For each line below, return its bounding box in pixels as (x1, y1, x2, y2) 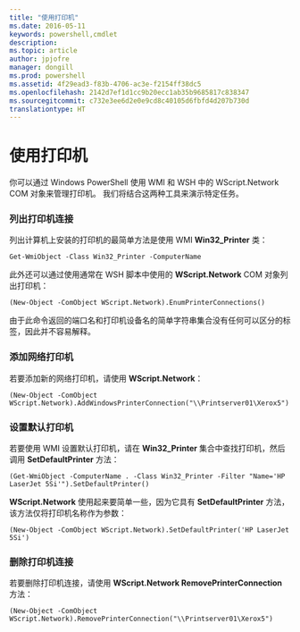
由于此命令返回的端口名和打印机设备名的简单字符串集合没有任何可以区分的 (9, 315, 283, 326)
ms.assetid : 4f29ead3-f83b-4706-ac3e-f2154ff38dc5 (9, 80, 202, 88)
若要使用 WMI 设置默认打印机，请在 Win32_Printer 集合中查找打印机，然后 (9, 443, 286, 454)
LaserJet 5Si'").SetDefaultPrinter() (9, 480, 150, 489)
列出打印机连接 (9, 213, 74, 225)
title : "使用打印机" (9, 13, 79, 22)
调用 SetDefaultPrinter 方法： (9, 454, 120, 465)
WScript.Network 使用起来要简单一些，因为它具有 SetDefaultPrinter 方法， (9, 497, 290, 508)
